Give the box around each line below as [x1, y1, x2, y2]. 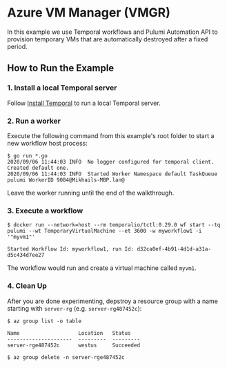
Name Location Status [7, 329, 131, 336]
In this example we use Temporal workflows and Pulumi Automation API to [7, 28, 219, 36]
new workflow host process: [7, 139, 88, 147]
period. [7, 42, 28, 50]
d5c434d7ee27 [7, 252, 45, 259]
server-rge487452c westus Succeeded [7, 342, 140, 349]
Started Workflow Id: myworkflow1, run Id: [7, 246, 135, 253]
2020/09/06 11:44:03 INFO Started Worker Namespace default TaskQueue [7, 171, 217, 177]
